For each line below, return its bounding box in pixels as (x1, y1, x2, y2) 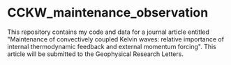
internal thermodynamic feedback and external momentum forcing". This (7, 42, 216, 50)
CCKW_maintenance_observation (7, 5, 209, 21)
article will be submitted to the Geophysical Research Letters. (7, 50, 184, 58)
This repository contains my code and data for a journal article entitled (7, 28, 209, 36)
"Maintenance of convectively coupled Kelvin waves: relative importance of (7, 35, 225, 43)
